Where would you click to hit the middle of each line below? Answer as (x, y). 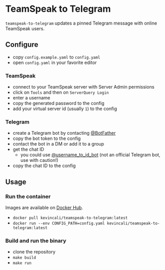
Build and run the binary (36, 240)
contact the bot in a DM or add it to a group (58, 144)
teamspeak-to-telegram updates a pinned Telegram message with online (81, 23)
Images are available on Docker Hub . (44, 207)
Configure (22, 45)
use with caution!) (39, 160)
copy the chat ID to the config (44, 166)
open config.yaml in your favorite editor (55, 63)
